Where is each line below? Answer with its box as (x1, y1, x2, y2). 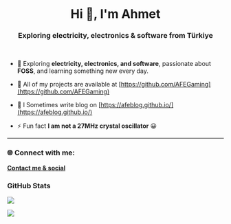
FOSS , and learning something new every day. (16, 67, 149, 75)
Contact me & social (7, 164, 66, 172)
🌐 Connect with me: (7, 148, 76, 157)
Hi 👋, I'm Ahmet (70, 6, 161, 22)
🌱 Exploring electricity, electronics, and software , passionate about (16, 60, 212, 68)
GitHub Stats (7, 181, 51, 190)
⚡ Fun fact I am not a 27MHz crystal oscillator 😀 (16, 122, 157, 130)
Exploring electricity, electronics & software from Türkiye (18, 31, 213, 41)
